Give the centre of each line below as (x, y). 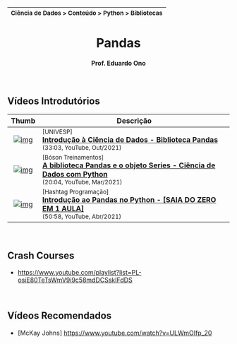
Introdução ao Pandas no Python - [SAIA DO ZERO (129, 200)
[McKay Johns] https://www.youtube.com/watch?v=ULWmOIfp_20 (115, 333)
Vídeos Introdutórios (54, 101)
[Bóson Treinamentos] (73, 158)
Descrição (134, 121)
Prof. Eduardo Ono (119, 63)
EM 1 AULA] (63, 209)
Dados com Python (75, 174)
